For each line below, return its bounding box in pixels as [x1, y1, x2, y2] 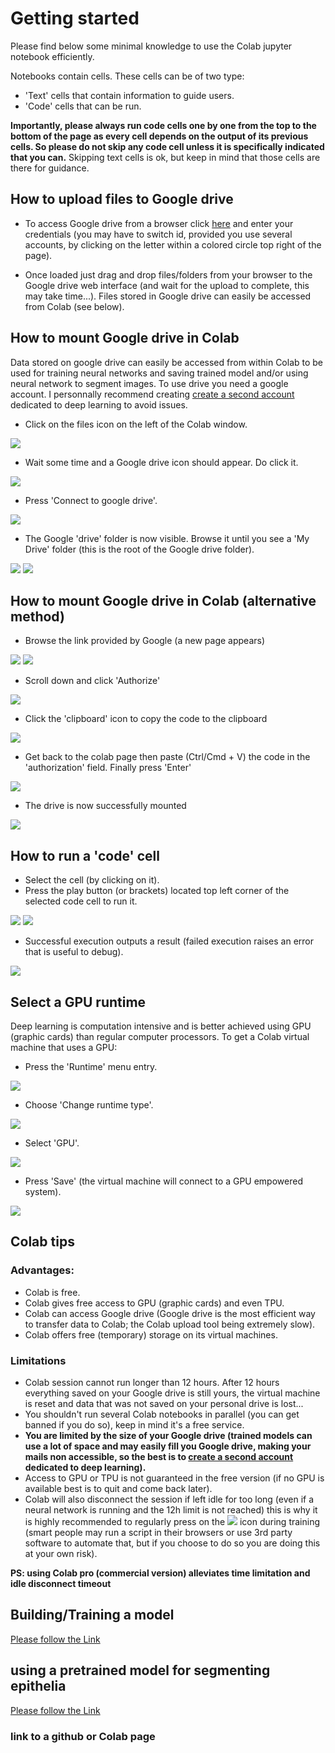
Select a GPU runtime [10, 993, 147, 1011]
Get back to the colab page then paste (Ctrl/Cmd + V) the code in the [24, 751, 311, 763]
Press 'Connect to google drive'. [24, 494, 158, 506]
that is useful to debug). [24, 946, 124, 958]
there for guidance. [10, 162, 90, 174]
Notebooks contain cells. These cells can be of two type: [10, 70, 245, 82]
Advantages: [10, 1263, 75, 1277]
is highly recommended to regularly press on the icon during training [24, 1515, 321, 1527]
